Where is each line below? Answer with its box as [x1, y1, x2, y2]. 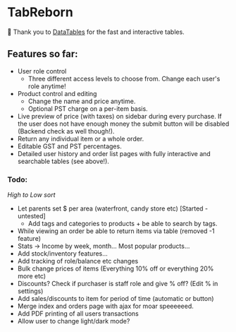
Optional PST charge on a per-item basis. [27, 104, 148, 113]
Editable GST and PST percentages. [17, 142, 122, 150]
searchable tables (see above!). [17, 157, 109, 165]
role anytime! [27, 82, 66, 90]
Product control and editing [17, 89, 97, 97]
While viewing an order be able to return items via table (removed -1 [17, 227, 215, 235]
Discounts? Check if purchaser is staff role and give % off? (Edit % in [17, 280, 218, 288]
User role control [17, 66, 67, 75]
